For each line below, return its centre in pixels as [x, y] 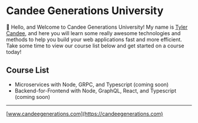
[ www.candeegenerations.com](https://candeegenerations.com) [85, 114]
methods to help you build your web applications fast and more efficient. [94, 39]
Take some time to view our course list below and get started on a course [95, 46]
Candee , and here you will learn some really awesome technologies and [93, 33]
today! [14, 52]
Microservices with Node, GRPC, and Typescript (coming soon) [92, 84]
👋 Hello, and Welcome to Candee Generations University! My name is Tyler [97, 27]
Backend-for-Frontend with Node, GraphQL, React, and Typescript [95, 90]
